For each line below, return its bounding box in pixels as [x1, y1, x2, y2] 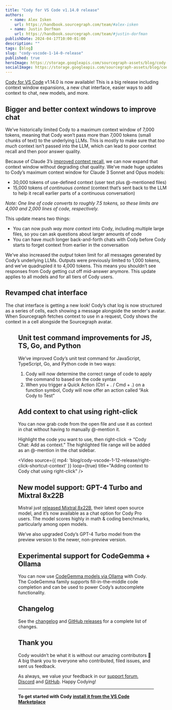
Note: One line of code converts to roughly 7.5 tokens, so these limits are [5, 200, 159, 206]
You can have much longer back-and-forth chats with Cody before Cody [12, 236, 166, 242]
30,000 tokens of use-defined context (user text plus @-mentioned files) [12, 179, 167, 185]
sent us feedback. [18, 663, 56, 669]
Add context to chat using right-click [18, 407, 138, 416]
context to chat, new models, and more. [5, 90, 90, 96]
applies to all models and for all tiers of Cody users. [5, 274, 114, 280]
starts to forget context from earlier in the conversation [12, 242, 129, 248]
